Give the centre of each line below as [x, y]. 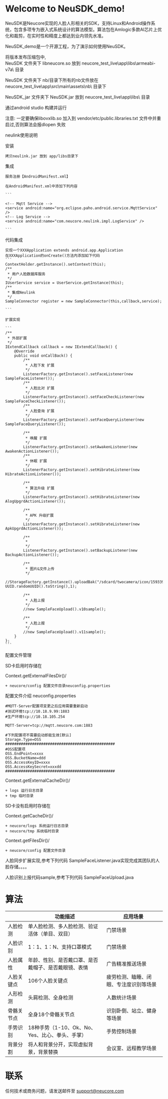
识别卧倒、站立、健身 [132, 1010]
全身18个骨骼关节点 [51, 1014]
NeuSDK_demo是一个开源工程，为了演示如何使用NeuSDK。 [67, 46]
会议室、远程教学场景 [132, 1048]
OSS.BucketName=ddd [25, 758]
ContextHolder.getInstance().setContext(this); [56, 264]
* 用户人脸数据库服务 [26, 274]
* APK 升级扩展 [39, 515]
